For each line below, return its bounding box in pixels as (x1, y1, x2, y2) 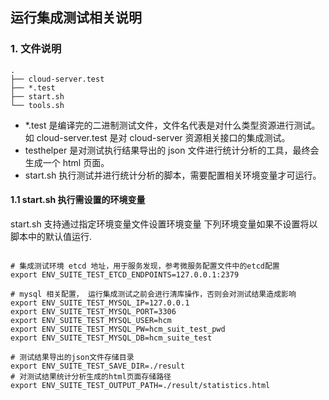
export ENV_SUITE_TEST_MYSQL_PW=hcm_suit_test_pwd (10, 324, 226, 334)
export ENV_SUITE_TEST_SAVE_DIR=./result (10, 361, 186, 371)
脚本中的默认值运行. (10, 230, 93, 242)
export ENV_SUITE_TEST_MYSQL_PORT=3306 (10, 306, 177, 317)
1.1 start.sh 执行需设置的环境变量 (10, 194, 146, 206)
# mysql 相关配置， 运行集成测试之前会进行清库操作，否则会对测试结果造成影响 (10, 289, 297, 299)
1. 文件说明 (10, 42, 62, 56)
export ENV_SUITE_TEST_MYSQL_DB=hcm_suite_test (10, 333, 213, 343)
